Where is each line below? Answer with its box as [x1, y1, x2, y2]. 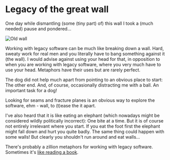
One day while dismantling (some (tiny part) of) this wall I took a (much [5, 20, 154, 26]
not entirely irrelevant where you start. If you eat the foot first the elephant [5, 123, 160, 129]
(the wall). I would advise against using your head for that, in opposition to [5, 56, 160, 62]
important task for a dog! [5, 87, 57, 93]
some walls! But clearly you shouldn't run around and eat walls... [5, 134, 141, 140]
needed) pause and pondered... [5, 25, 72, 31]
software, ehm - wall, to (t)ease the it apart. [5, 102, 96, 108]
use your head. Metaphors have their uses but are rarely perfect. [5, 67, 141, 73]
